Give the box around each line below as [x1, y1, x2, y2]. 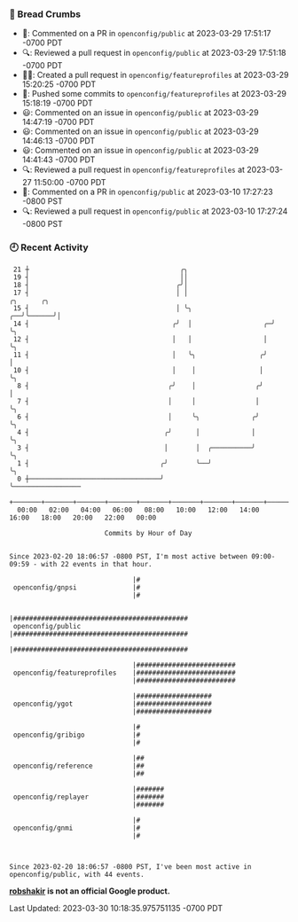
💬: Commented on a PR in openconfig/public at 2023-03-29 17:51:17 [21, 28, 271, 39]
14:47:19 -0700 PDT [21, 117, 95, 128]
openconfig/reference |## [12, 762, 145, 770]
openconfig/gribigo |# [12, 731, 141, 739]
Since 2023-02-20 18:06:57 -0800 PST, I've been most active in [9, 862, 252, 871]
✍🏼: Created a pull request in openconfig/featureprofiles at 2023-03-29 [21, 70, 289, 81]
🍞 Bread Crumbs [9, 8, 82, 20]
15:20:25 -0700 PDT [21, 79, 96, 90]
